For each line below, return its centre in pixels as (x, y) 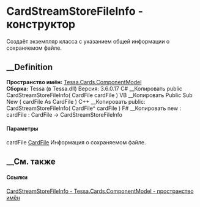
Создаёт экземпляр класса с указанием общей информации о (88, 41)
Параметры (22, 129)
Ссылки (17, 177)
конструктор (41, 24)
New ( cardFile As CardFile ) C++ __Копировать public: (76, 101)
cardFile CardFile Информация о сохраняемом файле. (76, 142)
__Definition (30, 67)
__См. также (31, 162)
